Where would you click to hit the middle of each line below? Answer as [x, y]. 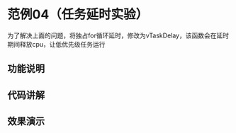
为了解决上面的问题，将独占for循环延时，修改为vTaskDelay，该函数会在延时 [118, 35]
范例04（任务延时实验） [78, 15]
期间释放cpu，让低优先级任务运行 [56, 44]
